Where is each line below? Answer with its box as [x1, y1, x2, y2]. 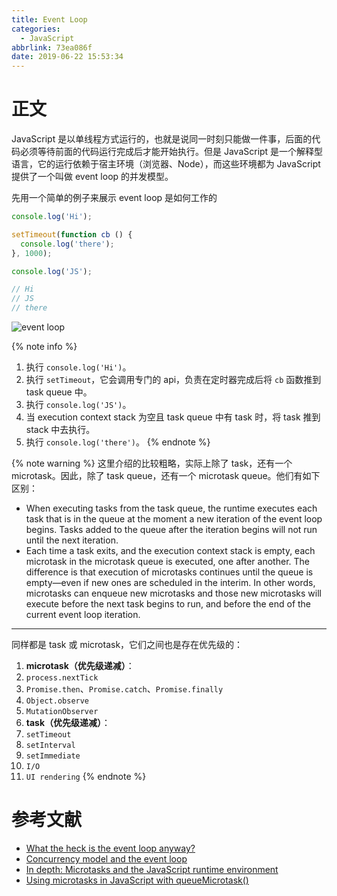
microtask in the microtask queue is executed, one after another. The [25, 556, 310, 568]
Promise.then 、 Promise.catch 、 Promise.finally [25, 683, 224, 695]
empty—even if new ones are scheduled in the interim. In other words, [25, 577, 316, 589]
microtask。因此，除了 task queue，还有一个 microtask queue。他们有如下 [11, 470, 321, 482]
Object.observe [25, 696, 90, 706]
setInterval [25, 741, 76, 751]
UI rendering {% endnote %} [25, 771, 147, 783]
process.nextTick [25, 673, 99, 683]
